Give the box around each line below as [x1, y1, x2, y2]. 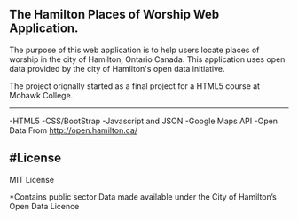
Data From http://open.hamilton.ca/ [9, 124, 138, 136]
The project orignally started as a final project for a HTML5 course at [9, 80, 260, 91]
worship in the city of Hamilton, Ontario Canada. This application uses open [9, 53, 286, 65]
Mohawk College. [9, 90, 74, 100]
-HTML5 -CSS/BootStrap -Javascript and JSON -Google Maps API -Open [9, 115, 278, 126]
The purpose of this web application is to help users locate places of [9, 44, 260, 55]
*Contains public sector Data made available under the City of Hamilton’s [9, 191, 277, 202]
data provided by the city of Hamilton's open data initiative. [9, 63, 225, 74]
